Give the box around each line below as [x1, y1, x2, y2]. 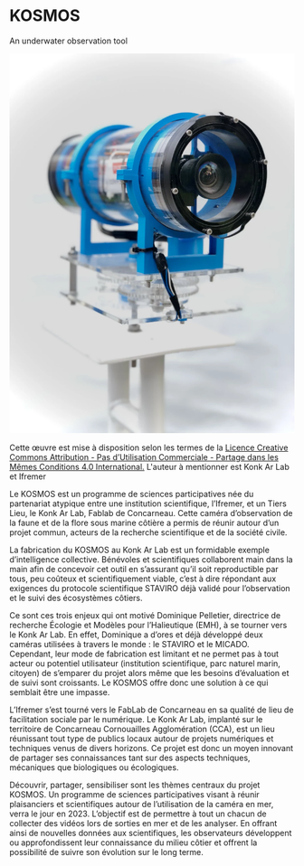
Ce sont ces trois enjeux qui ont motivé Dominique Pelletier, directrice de [9, 609, 281, 620]
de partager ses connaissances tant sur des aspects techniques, [9, 752, 251, 763]
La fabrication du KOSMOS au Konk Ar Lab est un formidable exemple [9, 544, 270, 555]
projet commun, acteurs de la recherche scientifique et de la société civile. [9, 526, 288, 538]
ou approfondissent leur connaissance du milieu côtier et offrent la [9, 837, 258, 848]
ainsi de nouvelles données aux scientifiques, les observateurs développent [9, 827, 292, 838]
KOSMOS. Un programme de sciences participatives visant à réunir [9, 788, 260, 800]
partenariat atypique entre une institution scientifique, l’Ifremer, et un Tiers [9, 498, 287, 509]
